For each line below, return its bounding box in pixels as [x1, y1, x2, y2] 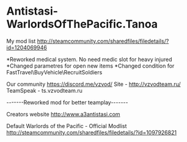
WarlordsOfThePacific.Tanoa [6, 17, 158, 31]
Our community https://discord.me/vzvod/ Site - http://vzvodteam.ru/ [6, 80, 182, 88]
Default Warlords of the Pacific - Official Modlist [6, 122, 127, 129]
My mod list [6, 37, 36, 44]
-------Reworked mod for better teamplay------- [6, 99, 128, 106]
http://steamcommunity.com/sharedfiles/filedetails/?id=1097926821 [6, 129, 177, 136]
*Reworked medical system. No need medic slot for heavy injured [6, 55, 172, 63]
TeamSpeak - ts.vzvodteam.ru [6, 87, 82, 94]
